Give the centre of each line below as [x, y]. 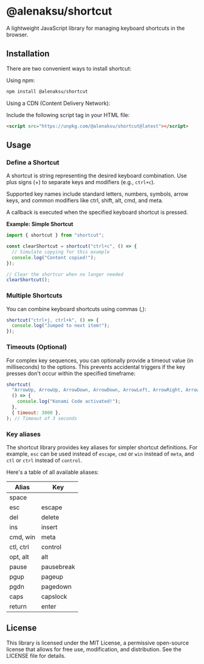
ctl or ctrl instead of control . [44, 460]
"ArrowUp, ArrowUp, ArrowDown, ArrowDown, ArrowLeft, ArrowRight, [97, 390]
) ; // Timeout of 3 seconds [42, 418]
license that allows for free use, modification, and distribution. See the [94, 649]
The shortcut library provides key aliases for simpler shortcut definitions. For [102, 447]
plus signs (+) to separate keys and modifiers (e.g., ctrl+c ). [81, 182]
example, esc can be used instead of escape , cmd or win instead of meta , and [100, 454]
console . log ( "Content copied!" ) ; [54, 257]
